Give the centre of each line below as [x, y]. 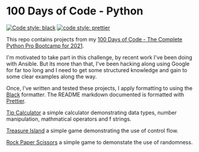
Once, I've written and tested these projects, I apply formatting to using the [99, 88]
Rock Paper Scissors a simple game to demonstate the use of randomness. [99, 142]
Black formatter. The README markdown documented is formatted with [95, 94]
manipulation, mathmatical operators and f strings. [69, 119]
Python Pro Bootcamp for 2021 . [45, 46]
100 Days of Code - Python [75, 11]
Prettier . [16, 101]
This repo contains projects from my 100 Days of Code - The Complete [94, 39]
